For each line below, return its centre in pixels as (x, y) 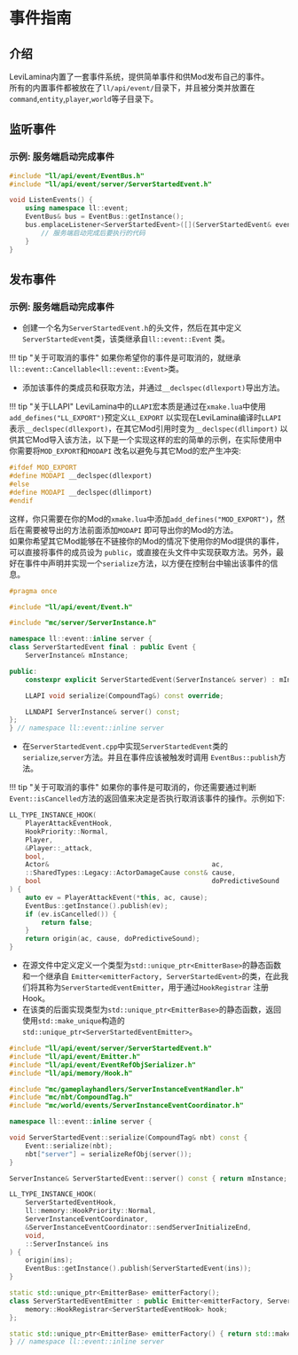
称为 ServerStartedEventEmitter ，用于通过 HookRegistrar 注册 (157, 987)
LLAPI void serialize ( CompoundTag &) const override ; (125, 696)
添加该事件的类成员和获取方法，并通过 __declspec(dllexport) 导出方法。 (153, 388)
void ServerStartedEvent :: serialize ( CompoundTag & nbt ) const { (129, 1138)
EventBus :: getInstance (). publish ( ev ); (97, 905)
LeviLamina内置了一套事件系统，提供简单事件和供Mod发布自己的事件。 (139, 77)
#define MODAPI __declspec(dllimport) (81, 492)
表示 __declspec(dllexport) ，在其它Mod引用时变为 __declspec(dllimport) (144, 429)
